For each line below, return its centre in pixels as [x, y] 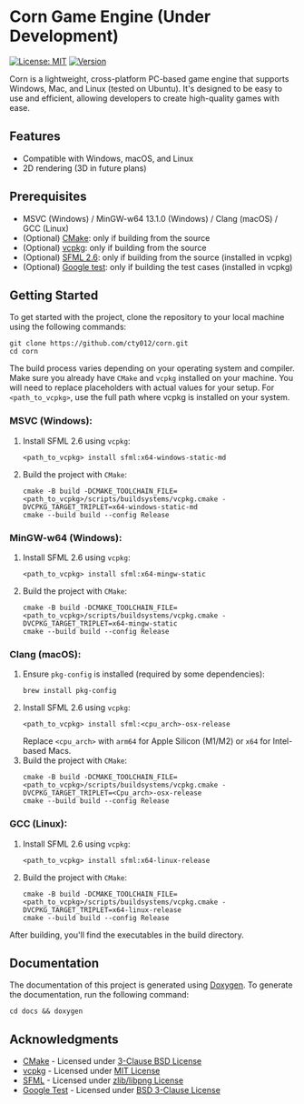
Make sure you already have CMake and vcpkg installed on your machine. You [152, 378]
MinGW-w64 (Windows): [66, 537]
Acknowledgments [64, 1039]
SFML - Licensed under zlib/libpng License [103, 1080]
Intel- [283, 741]
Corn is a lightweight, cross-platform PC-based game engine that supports [149, 78]
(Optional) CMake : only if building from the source [116, 237]
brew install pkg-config [69, 691]
